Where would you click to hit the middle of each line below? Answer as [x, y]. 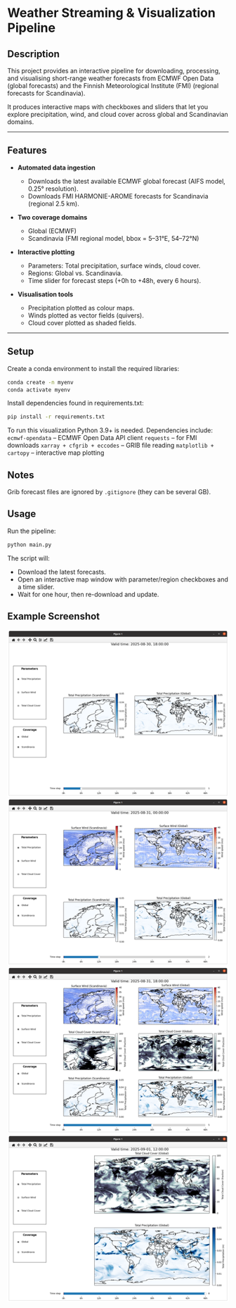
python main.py [29, 545]
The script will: [29, 558]
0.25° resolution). [53, 189]
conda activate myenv [39, 390]
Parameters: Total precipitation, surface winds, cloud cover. [114, 265]
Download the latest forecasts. [62, 572]
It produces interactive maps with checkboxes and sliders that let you [108, 107]
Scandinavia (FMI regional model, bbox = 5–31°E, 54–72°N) [113, 238]
